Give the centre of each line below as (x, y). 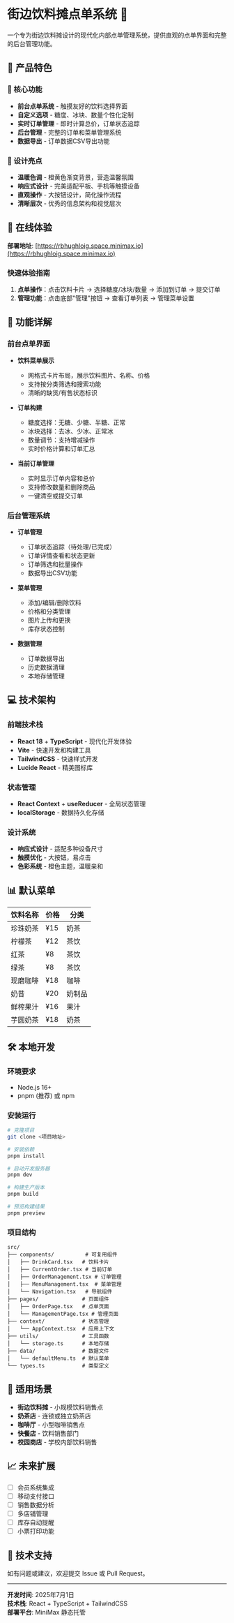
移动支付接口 (36, 1496)
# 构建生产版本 (26, 1187)
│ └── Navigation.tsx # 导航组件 (60, 1292)
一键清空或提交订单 (55, 496)
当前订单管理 (36, 463)
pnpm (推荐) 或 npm (46, 1095)
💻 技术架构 (31, 700)
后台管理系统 (29, 515)
